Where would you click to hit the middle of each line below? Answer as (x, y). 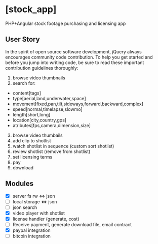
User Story (23, 39)
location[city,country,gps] (39, 120)
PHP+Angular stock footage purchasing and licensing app (66, 23)
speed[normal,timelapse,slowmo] (47, 109)
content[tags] (27, 93)
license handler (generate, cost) (46, 219)
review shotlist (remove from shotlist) (51, 151)
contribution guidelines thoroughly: (42, 68)
